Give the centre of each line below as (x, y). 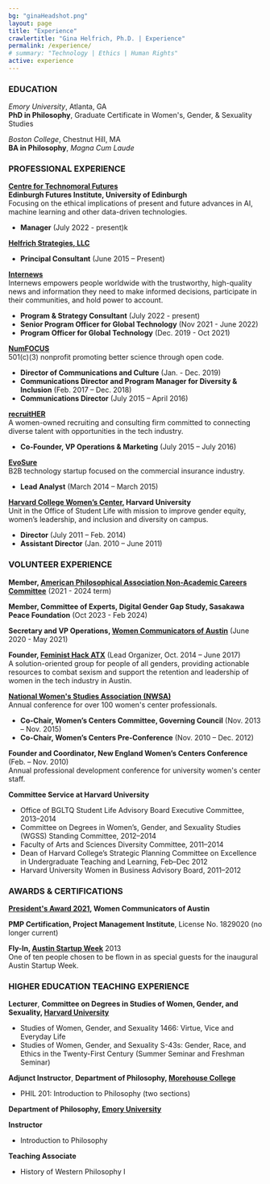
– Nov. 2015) (41, 729)
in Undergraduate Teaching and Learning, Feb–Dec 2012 (114, 861)
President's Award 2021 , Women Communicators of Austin (109, 909)
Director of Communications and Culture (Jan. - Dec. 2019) (120, 373)
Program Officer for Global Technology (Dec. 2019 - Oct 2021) (125, 333)
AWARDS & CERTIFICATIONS (66, 890)
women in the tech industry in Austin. (70, 680)
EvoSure (23, 463)
